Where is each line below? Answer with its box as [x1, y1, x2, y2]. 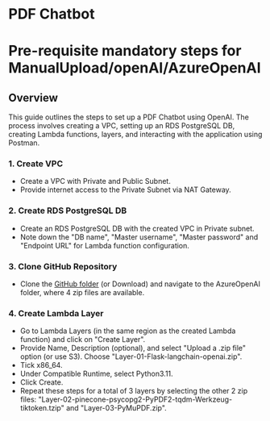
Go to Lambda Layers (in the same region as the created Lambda [19, 326, 236, 336]
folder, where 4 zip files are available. [19, 288, 145, 298]
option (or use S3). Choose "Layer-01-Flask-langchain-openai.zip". [19, 352, 243, 361]
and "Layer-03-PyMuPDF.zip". [65, 403, 167, 413]
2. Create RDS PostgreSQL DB [8, 205, 127, 216]
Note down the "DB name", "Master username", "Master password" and [19, 231, 259, 242]
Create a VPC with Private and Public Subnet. [19, 177, 171, 186]
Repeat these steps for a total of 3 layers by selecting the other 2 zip [19, 386, 248, 396]
